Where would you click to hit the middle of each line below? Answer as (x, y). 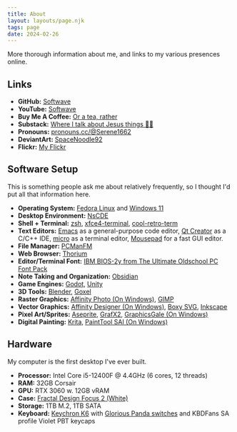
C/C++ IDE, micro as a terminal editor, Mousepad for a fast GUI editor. (120, 238)
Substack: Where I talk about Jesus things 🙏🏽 (85, 124)
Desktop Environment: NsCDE (63, 216)
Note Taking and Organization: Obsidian (78, 276)
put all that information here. (49, 194)
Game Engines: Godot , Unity (60, 283)
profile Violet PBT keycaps (56, 421)
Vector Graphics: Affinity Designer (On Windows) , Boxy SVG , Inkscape (122, 306)
